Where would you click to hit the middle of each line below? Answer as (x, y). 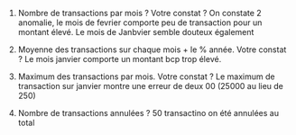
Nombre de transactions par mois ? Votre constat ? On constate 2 (139, 13)
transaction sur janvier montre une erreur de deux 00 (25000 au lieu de (151, 86)
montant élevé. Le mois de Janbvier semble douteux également (136, 32)
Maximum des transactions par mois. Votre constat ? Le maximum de (146, 76)
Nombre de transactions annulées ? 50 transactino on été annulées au (148, 113)
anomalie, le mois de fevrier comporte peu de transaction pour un (140, 22)
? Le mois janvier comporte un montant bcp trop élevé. (120, 59)
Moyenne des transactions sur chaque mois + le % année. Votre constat (152, 49)
